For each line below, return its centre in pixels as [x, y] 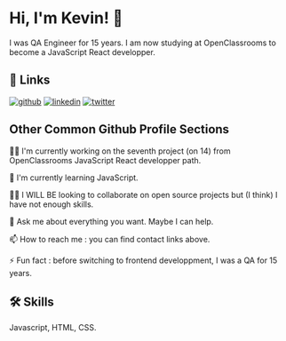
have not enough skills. [52, 204]
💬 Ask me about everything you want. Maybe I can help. [111, 221]
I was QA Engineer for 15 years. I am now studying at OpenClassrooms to [143, 43]
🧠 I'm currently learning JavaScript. [74, 178]
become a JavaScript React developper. [82, 52]
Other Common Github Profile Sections [119, 129]
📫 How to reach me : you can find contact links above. [110, 239]
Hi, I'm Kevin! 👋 [66, 18]
